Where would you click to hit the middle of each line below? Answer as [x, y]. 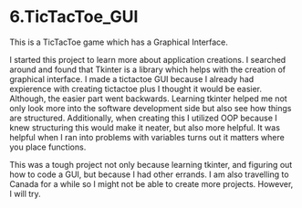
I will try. [25, 193]
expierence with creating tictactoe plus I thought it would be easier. [136, 88]
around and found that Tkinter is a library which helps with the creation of [147, 69]
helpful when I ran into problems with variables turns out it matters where [147, 137]
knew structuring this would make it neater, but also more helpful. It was [145, 127]
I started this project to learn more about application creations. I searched [148, 59]
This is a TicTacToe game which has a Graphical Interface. [119, 42]
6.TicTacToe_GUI [74, 17]
